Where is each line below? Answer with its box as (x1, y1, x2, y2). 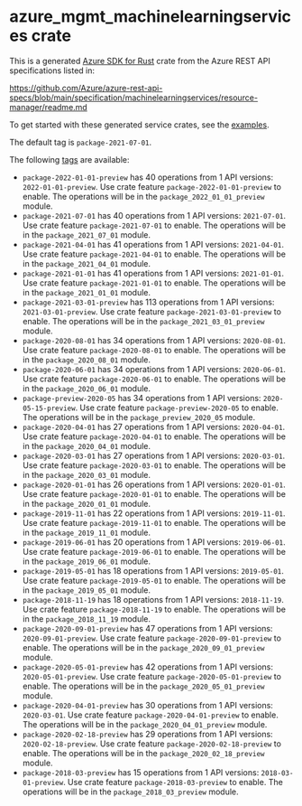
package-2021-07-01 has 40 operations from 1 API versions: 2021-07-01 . (22, 210, 287, 220)
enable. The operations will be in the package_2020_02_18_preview (22, 747, 265, 758)
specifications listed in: (9, 65, 96, 76)
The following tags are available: (9, 154, 130, 164)
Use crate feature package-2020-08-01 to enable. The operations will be (22, 344, 287, 355)
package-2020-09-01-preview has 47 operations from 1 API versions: (22, 623, 273, 633)
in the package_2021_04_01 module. (22, 258, 151, 268)
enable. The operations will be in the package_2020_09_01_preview (22, 642, 265, 652)
